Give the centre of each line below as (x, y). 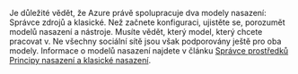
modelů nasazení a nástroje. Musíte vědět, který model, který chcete (136, 32)
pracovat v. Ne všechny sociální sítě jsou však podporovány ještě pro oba (145, 41)
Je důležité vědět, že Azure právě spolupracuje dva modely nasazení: (138, 13)
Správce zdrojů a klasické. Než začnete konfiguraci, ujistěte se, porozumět (147, 22)
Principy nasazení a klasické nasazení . (80, 60)
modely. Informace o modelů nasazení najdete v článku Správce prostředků (149, 51)
